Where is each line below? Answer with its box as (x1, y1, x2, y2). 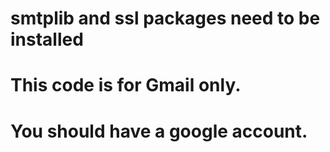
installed (10, 28, 84, 51)
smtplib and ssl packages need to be (10, 7, 321, 30)
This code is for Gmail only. (10, 74, 242, 97)
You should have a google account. (10, 120, 308, 142)
